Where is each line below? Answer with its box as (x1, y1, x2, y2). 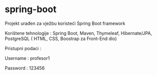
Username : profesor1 (5, 55, 50, 61)
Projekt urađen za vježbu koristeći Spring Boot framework (5, 20, 126, 26)
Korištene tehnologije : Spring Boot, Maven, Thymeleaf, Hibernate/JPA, (5, 30, 152, 36)
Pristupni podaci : (5, 45, 42, 51)
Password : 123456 (5, 65, 45, 71)
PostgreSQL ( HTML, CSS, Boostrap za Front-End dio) (5, 35, 117, 42)
